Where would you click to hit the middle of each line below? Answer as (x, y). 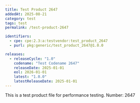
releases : (15, 54)
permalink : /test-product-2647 (37, 28)
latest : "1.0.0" (30, 77)
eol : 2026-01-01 (30, 72)
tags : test (16, 23)
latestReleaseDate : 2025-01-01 (46, 81)
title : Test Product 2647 (31, 9)
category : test (20, 18)
